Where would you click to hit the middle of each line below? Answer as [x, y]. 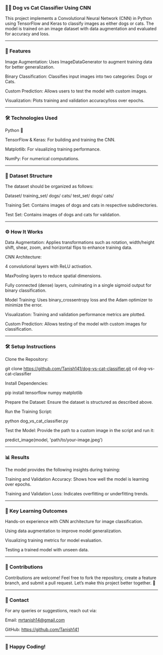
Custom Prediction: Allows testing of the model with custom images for [76, 324]
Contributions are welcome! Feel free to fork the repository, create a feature [81, 578]
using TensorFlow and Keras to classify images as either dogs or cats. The [80, 23]
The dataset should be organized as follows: [49, 187]
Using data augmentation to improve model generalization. [64, 531]
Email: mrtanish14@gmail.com [35, 620]
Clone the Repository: [27, 359]
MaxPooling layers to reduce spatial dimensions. [53, 276]
